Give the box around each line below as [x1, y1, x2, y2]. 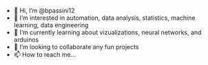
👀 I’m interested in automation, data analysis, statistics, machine [13, 14, 196, 22]
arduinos [13, 36, 39, 44]
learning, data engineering [13, 21, 89, 29]
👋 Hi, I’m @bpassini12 [13, 7, 75, 14]
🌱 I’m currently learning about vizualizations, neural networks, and [13, 28, 202, 36]
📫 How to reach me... [13, 51, 76, 58]
